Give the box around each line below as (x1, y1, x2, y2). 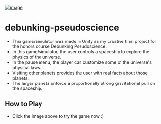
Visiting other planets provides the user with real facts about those (12, 70, 148, 76)
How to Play (5, 100, 43, 108)
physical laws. (12, 64, 41, 70)
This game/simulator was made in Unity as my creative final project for (12, 38, 157, 44)
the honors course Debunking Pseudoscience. (12, 43, 107, 49)
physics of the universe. (12, 54, 62, 60)
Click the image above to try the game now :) (12, 113, 104, 119)
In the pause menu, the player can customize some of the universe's (12, 59, 152, 65)
